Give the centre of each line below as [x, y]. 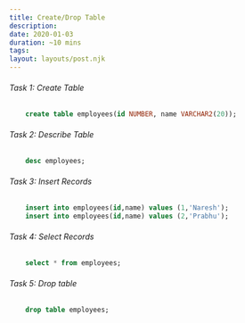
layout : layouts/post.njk [57, 59]
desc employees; [56, 161]
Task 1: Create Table [47, 87]
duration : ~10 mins [45, 42]
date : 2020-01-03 [41, 34]
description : [33, 26]
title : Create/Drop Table [57, 17]
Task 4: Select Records [52, 236]
